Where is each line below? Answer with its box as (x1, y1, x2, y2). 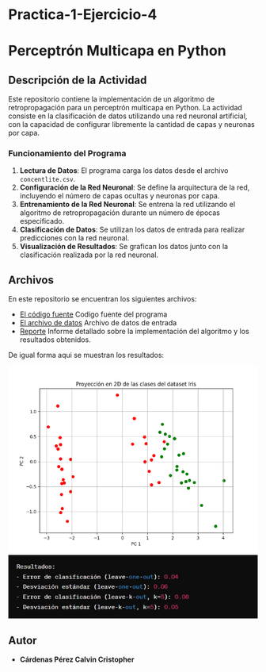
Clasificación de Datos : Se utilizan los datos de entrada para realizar (19, 225, 245, 235)
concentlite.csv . (19, 175, 76, 184)
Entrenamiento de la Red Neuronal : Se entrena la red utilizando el (19, 200, 236, 209)
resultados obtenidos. (19, 335, 91, 344)
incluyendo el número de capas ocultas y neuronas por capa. (19, 191, 220, 201)
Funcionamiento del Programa (8, 148, 127, 159)
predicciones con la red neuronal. (19, 233, 130, 243)
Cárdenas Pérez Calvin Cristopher (19, 655, 135, 664)
